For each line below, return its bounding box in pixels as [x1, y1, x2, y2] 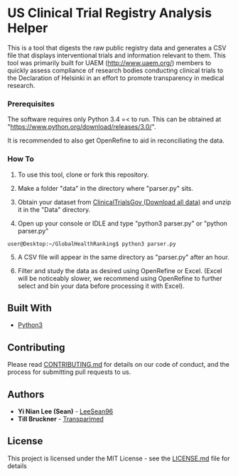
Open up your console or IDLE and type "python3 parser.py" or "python [17, 218, 227, 228]
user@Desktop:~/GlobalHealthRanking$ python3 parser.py [7, 240, 176, 248]
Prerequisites [7, 99, 55, 109]
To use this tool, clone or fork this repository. [17, 170, 149, 179]
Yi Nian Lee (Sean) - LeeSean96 [17, 406, 114, 416]
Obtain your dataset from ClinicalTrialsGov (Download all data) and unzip [17, 197, 232, 206]
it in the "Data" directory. [17, 205, 91, 214]
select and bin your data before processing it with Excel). [17, 282, 185, 290]
